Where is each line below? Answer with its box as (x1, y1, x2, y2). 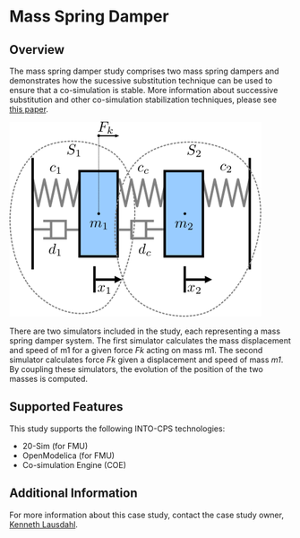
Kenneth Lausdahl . (9, 518, 79, 530)
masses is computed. (9, 374, 88, 384)
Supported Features (9, 399, 124, 414)
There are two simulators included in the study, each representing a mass (9, 325, 280, 336)
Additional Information (9, 486, 138, 501)
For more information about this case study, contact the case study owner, (9, 509, 285, 520)
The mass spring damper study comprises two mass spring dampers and (9, 65, 279, 76)
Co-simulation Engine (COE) (21, 459, 127, 470)
